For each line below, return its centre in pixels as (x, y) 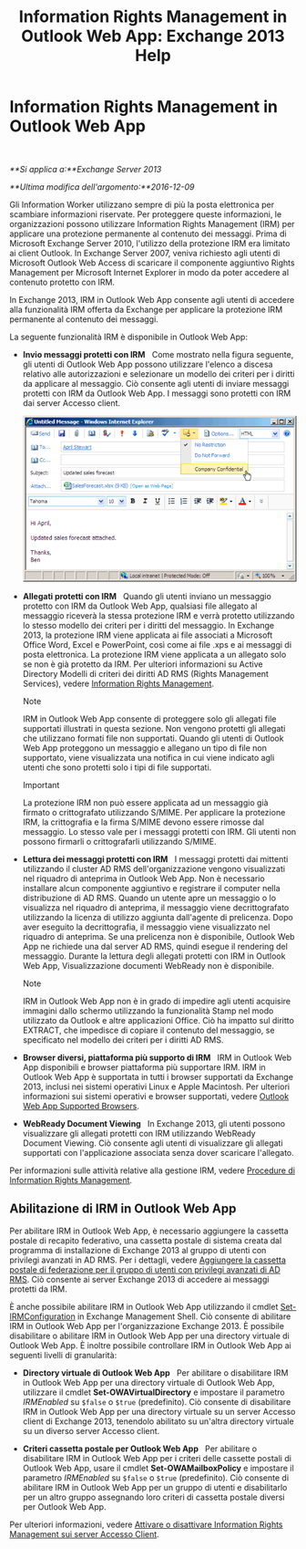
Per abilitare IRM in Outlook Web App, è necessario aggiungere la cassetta (149, 1231)
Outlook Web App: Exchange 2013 (153, 36)
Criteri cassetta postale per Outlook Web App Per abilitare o (140, 1449)
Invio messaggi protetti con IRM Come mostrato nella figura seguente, (158, 354)
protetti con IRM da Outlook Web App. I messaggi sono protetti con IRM (157, 393)
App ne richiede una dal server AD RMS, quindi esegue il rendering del (155, 946)
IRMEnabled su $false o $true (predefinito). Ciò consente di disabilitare (157, 1401)
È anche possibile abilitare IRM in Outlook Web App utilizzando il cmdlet (144, 1306)
